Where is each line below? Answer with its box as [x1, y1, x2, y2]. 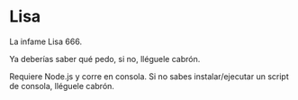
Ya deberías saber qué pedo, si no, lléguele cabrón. [9, 53, 201, 64]
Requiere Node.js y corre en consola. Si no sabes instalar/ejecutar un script [9, 70, 290, 82]
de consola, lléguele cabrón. [9, 80, 115, 91]
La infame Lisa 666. [9, 36, 83, 47]
